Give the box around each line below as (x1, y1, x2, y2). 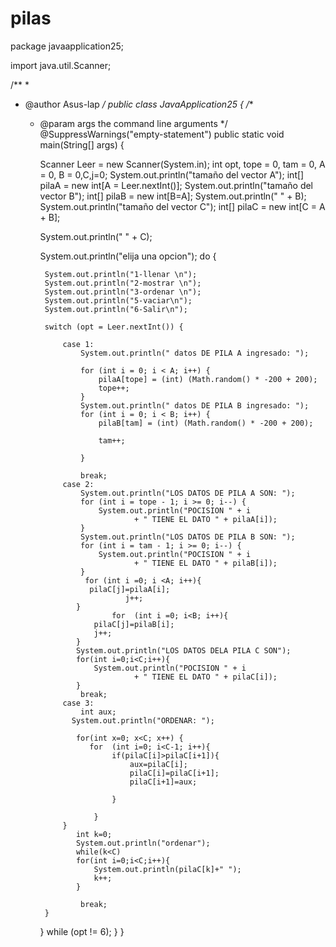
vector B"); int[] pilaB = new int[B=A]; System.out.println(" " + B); (39, 190, 307, 202)
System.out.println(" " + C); (39, 230, 153, 242)
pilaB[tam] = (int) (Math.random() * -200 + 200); (98, 418, 314, 428)
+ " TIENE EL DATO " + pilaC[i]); (133, 672, 278, 682)
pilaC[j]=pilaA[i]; (89, 584, 171, 594)
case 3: (62, 698, 95, 708)
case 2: (62, 479, 95, 489)
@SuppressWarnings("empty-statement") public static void (39, 128, 285, 140)
